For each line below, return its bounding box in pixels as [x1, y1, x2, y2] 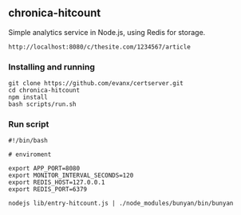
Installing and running [8, 61, 96, 72]
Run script [8, 119, 49, 130]
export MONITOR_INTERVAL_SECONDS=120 [8, 171, 134, 180]
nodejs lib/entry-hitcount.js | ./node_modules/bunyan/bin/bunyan [8, 199, 234, 208]
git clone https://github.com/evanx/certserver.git [8, 80, 184, 88]
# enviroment [8, 150, 52, 158]
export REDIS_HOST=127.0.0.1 [8, 178, 105, 186]
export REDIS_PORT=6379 [8, 186, 88, 193]
